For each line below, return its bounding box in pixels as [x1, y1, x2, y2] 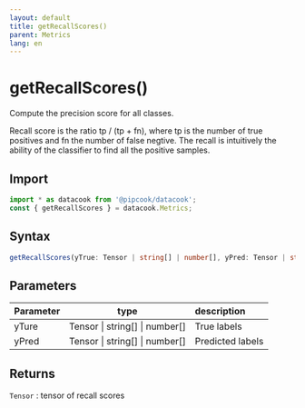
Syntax [9, 229, 51, 244]
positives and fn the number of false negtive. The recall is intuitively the [9, 135, 277, 146]
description [194, 305, 246, 318]
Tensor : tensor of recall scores [9, 390, 125, 401]
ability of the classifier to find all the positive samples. [9, 144, 211, 155]
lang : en [9, 38, 43, 48]
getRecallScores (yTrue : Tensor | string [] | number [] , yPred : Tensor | [9, 253, 286, 262]
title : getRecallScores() [9, 22, 107, 31]
